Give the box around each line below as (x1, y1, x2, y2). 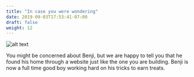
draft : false (6, 19, 38, 25)
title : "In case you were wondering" (6, 8, 98, 15)
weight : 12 (6, 24, 33, 31)
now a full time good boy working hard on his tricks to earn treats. (6, 65, 165, 72)
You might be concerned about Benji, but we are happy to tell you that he (6, 52, 183, 59)
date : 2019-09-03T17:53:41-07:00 (6, 14, 88, 20)
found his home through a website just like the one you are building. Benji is (6, 58, 189, 65)
